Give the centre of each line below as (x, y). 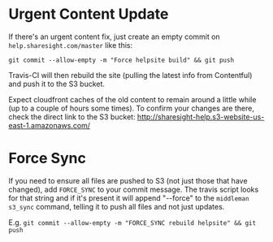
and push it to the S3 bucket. (57, 84)
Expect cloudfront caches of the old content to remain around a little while (132, 99)
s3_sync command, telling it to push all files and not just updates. (117, 206)
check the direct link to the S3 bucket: (72, 117)
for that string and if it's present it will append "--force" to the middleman (129, 198)
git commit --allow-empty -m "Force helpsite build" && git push (121, 60)
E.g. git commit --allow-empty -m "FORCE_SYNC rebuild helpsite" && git (132, 222)
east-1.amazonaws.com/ (50, 125)
